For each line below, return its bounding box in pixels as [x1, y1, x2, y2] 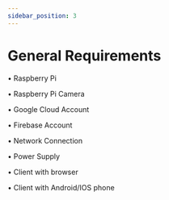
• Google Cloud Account [7, 104, 90, 114]
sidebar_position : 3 [7, 11, 78, 20]
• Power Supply [7, 151, 61, 161]
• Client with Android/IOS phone [7, 182, 115, 192]
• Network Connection [7, 135, 82, 145]
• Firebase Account [7, 120, 73, 130]
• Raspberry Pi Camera [7, 89, 86, 98]
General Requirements [7, 46, 162, 65]
